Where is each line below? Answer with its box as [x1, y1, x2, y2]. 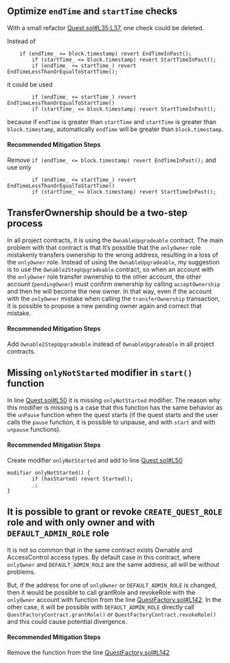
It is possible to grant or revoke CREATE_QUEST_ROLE [7, 506, 223, 517]
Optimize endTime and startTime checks [7, 5, 178, 17]
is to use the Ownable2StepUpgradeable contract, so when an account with [7, 265, 214, 273]
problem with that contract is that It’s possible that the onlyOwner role [7, 243, 201, 251]
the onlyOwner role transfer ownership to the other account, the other [7, 272, 202, 281]
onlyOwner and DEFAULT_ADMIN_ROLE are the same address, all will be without [7, 560, 220, 568]
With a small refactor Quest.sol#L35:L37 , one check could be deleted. [7, 23, 205, 32]
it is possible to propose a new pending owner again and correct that [7, 301, 202, 310]
